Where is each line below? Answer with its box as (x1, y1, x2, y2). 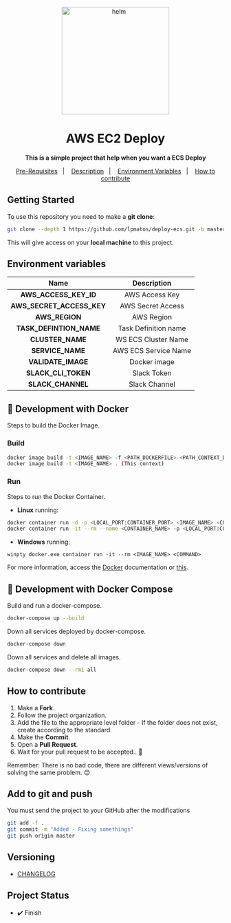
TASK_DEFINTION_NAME (16, 323, 101, 333)
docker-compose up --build (7, 615, 85, 622)
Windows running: (16, 538, 71, 547)
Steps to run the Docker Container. (7, 492, 105, 500)
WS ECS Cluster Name (115, 335, 189, 344)
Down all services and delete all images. (7, 653, 122, 661)
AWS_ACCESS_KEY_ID (20, 290, 97, 299)
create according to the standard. (16, 725, 112, 734)
